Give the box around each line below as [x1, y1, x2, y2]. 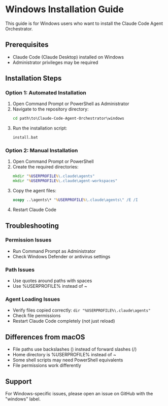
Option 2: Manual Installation [5, 147, 78, 154]
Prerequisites [5, 41, 49, 49]
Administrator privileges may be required [12, 59, 98, 65]
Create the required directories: [12, 164, 79, 170]
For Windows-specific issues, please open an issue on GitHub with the [5, 391, 153, 397]
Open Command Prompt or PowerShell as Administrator [12, 100, 129, 107]
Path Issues [5, 266, 35, 273]
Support [5, 377, 32, 386]
